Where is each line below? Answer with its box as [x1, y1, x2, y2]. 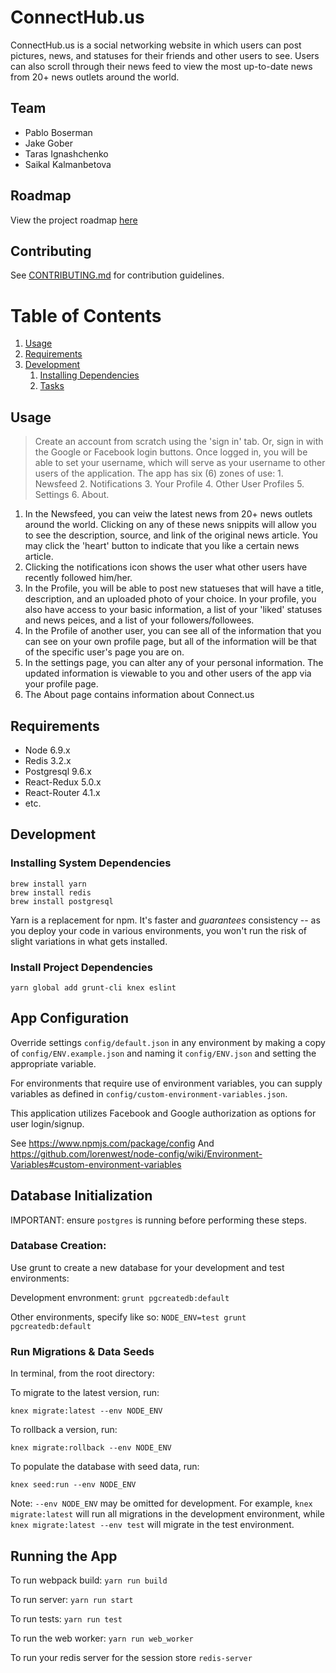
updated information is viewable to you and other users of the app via [24, 667, 312, 680]
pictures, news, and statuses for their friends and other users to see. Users [10, 49, 320, 61]
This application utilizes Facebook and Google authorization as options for [10, 1107, 317, 1119]
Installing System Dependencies [10, 856, 172, 870]
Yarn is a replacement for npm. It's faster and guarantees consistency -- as [10, 914, 321, 926]
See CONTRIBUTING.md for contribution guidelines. [10, 269, 225, 281]
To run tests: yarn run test [10, 1612, 123, 1625]
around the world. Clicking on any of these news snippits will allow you [24, 519, 317, 531]
